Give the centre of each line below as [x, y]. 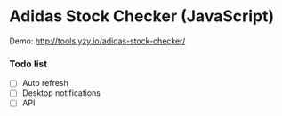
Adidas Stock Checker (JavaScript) [142, 16]
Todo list [28, 64]
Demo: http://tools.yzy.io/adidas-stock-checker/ [97, 41]
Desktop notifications [61, 93]
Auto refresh [45, 83]
